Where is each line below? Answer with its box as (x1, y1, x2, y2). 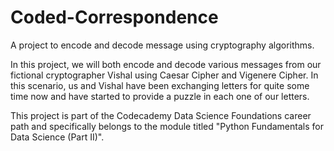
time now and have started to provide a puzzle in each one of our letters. (10, 90, 310, 102)
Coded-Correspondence (10, 6, 219, 29)
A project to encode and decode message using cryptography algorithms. (10, 39, 315, 51)
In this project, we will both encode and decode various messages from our (10, 58, 322, 70)
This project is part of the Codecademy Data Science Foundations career (10, 109, 312, 121)
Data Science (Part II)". (10, 131, 105, 143)
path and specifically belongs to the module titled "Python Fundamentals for (10, 120, 324, 132)
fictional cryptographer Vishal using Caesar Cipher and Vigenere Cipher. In (10, 69, 319, 81)
